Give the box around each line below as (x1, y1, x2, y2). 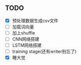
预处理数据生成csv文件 (12, 17, 59, 24)
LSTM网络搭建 (12, 42, 42, 48)
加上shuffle (12, 30, 35, 36)
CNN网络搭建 (12, 36, 40, 42)
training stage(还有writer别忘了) (12, 49, 77, 55)
